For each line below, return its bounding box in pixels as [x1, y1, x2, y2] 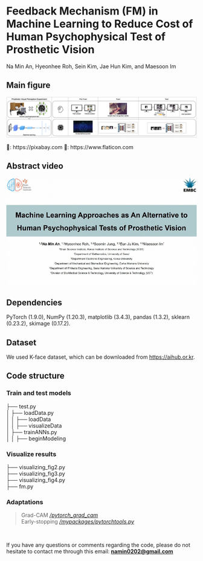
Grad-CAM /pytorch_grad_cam [21, 511, 98, 519]
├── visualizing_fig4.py [6, 476, 65, 484]
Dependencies [6, 297, 62, 307]
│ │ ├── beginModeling [6, 435, 66, 442]
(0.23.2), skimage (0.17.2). [6, 320, 71, 327]
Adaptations [6, 498, 43, 506]
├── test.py [6, 403, 36, 410]
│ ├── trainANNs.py [6, 428, 57, 435]
